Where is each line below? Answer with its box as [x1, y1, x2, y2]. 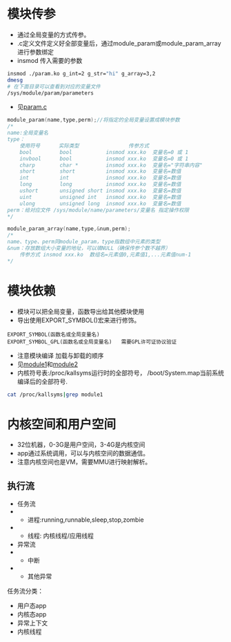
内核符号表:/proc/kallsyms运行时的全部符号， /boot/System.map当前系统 [17, 368, 224, 377]
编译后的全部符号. [17, 377, 68, 386]
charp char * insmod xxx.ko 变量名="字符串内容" [19, 162, 203, 169]
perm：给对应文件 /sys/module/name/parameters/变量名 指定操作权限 [7, 207, 190, 214]
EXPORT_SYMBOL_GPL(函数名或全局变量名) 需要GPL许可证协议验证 [7, 338, 177, 346]
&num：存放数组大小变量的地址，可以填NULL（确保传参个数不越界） [7, 245, 171, 252]
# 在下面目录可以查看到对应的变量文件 [7, 83, 101, 90]
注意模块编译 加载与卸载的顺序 [17, 351, 104, 359]
